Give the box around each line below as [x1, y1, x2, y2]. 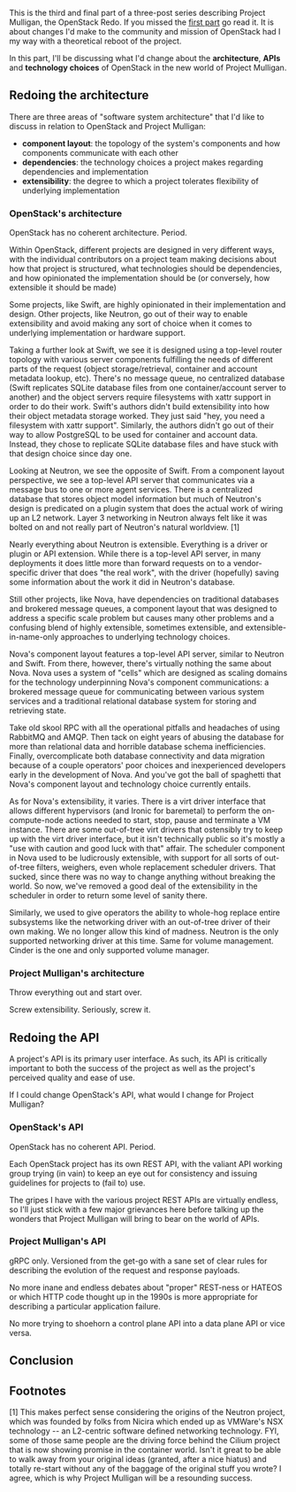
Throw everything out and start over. [9, 987, 143, 998]
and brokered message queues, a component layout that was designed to [9, 603, 277, 614]
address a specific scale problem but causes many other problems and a [9, 613, 275, 624]
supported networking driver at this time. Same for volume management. [9, 936, 274, 946]
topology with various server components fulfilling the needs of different [9, 354, 274, 365]
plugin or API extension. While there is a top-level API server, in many [9, 548, 262, 559]
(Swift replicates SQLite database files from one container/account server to [9, 383, 287, 393]
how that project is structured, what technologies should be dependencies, [9, 263, 283, 274]
